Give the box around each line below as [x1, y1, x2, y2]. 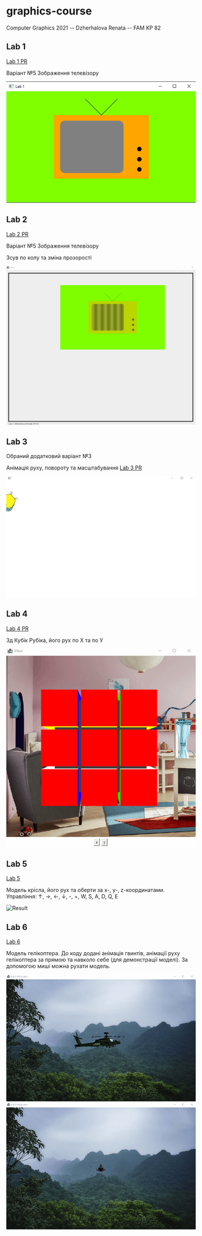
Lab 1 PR [6, 57, 28, 64]
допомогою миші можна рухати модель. [6, 962, 111, 970]
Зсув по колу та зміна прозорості [6, 254, 92, 261]
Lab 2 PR [6, 230, 29, 237]
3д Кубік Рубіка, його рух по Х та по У [6, 636, 103, 644]
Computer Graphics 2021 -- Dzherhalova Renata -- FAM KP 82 [6, 24, 161, 31]
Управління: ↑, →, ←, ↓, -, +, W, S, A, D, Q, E [6, 893, 118, 900]
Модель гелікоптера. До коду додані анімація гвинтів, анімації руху [6, 950, 180, 957]
